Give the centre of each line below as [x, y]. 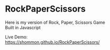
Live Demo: [16, 37]
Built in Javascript [23, 27]
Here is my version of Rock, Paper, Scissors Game [55, 22]
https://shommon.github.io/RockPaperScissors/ [53, 42]
